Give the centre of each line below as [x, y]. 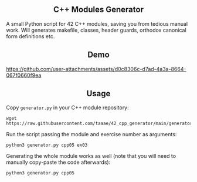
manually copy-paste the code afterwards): [58, 162]
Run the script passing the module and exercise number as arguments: [91, 134]
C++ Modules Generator [98, 10]
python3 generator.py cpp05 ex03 [47, 145]
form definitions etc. [30, 36]
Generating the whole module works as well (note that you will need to [91, 156]
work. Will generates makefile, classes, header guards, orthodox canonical [96, 30]
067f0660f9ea [24, 75]
